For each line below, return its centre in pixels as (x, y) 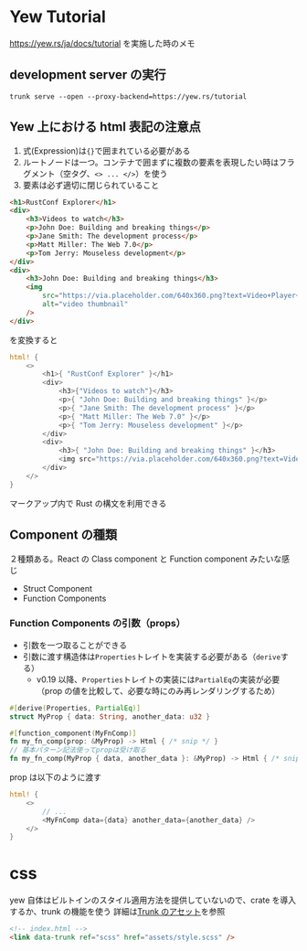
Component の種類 (64, 535)
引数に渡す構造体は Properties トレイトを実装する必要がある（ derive (152, 657)
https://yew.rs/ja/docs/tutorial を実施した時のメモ (102, 43)
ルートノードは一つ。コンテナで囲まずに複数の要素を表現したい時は (151, 162)
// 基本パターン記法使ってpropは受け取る (78, 750)
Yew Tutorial (58, 17)
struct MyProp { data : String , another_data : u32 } (110, 716)
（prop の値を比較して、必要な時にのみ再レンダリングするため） (158, 690)
